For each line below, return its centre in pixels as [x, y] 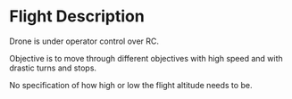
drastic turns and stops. [53, 68]
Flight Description [77, 16]
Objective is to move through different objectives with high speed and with [146, 58]
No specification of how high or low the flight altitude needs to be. [131, 85]
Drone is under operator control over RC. [84, 41]
